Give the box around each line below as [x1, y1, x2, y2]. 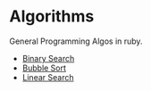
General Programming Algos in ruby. [9, 36, 143, 46]
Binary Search [21, 53, 75, 63]
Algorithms [9, 6, 95, 27]
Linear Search [21, 71, 74, 82]
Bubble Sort [21, 62, 67, 73]
